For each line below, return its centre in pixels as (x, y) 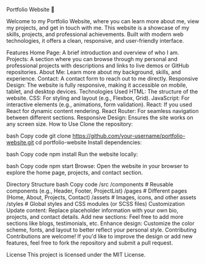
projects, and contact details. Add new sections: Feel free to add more (95, 217)
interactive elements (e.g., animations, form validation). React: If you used (99, 105)
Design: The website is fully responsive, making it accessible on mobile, (97, 85)
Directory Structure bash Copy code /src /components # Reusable (90, 184)
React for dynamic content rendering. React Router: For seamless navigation (102, 111)
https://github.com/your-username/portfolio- (129, 136)
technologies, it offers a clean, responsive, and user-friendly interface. (95, 41)
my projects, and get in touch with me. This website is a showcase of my (98, 28)
